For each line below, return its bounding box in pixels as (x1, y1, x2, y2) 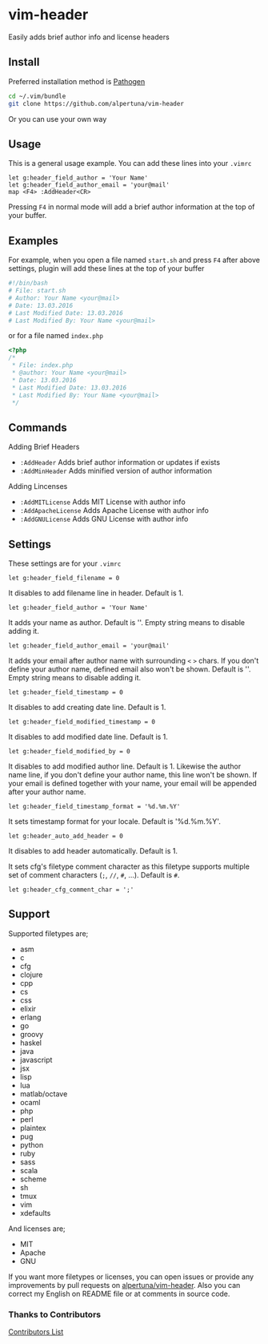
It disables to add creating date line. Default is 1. (8, 703, 166, 712)
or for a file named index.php (8, 331, 104, 341)
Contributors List (8, 1327, 64, 1337)
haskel (19, 1038, 42, 1047)
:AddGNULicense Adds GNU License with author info (19, 515, 189, 524)
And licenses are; (8, 1224, 66, 1233)
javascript (19, 1055, 53, 1064)
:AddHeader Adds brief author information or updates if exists (19, 458, 221, 467)
